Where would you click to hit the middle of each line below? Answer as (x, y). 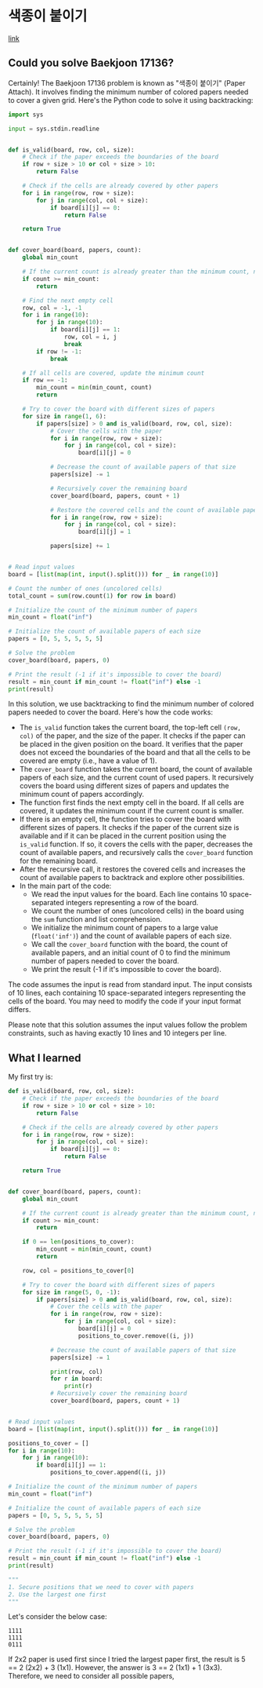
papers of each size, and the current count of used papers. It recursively (137, 777)
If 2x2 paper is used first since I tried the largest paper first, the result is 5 (127, 1659)
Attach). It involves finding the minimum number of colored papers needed (128, 92)
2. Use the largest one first (58, 1595)
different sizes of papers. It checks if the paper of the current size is (129, 828)
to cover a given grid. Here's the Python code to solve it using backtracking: (131, 100)
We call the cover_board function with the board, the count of (130, 944)
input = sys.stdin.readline (54, 129)
